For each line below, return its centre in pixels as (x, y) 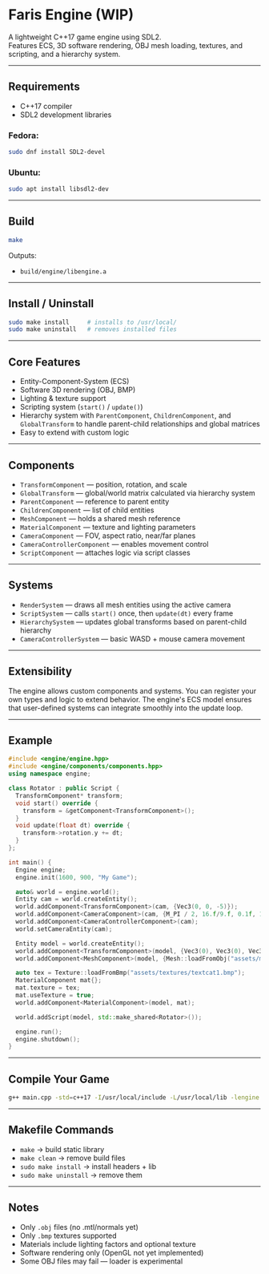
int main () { (30, 862)
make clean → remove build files (72, 1158)
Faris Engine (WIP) (71, 15)
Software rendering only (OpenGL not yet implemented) (112, 1252)
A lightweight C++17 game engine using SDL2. (85, 37)
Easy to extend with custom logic (74, 433)
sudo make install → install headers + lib (88, 1166)
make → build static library (62, 1149)
